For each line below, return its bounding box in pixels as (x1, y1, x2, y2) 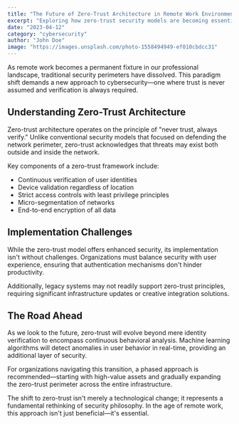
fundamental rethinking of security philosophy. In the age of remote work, (7, 401, 223, 410)
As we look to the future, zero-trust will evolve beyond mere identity (7, 329, 207, 337)
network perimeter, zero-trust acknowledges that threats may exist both (7, 140, 218, 149)
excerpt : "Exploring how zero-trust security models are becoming (7, 17, 208, 24)
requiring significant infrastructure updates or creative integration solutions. (7, 289, 230, 297)
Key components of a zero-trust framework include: (7, 161, 159, 170)
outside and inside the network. (7, 147, 100, 157)
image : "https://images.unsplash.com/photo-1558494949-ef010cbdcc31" (7, 43, 218, 51)
